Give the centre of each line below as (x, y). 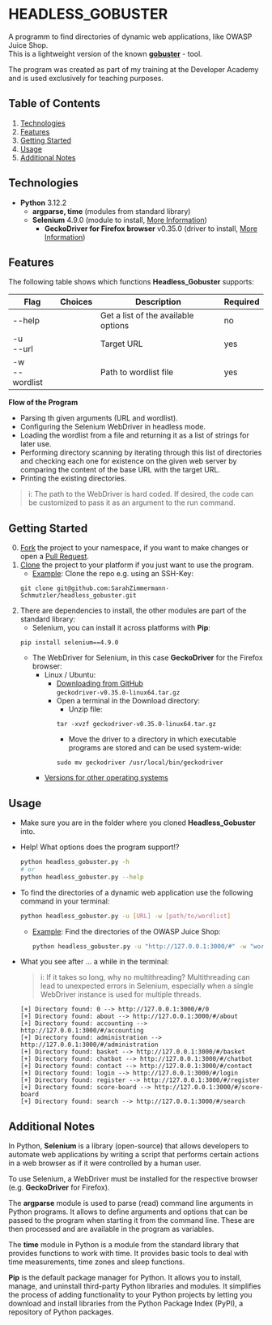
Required (242, 302)
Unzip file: (85, 709)
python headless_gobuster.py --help (82, 877)
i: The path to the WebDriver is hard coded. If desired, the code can (140, 494)
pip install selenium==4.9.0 (69, 643)
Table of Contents (55, 103)
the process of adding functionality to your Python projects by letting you (130, 1295)
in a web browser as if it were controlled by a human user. (105, 1163)
